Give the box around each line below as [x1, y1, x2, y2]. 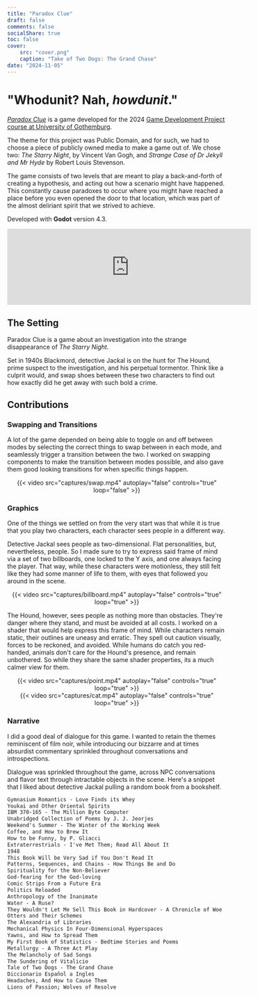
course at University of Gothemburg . [7, 123, 113, 131]
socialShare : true [7, 29, 61, 37]
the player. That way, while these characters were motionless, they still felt [7, 562, 221, 571]
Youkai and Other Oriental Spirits [7, 802, 111, 810]
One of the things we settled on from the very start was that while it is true [7, 519, 220, 528]
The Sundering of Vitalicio [7, 958, 89, 965]
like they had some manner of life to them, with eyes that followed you [7, 570, 208, 578]
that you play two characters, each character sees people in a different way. [7, 526, 225, 535]
